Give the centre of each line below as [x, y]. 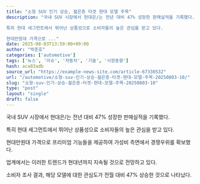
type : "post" [22, 88]
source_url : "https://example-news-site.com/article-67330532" [86, 72]
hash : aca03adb [25, 66]
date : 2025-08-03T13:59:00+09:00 [48, 44]
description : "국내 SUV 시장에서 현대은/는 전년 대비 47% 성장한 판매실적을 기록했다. [101, 17]
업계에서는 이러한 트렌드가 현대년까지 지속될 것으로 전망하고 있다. [82, 162]
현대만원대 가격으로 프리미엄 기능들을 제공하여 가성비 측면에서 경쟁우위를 [90, 142]
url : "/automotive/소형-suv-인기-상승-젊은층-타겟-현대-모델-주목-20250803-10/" [98, 77]
